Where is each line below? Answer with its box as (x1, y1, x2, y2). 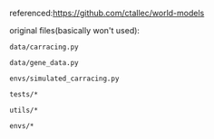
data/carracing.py (9, 42, 79, 51)
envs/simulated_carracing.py (9, 74, 120, 83)
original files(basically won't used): (9, 25, 141, 35)
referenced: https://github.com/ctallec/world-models (9, 8, 205, 18)
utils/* (9, 106, 39, 115)
